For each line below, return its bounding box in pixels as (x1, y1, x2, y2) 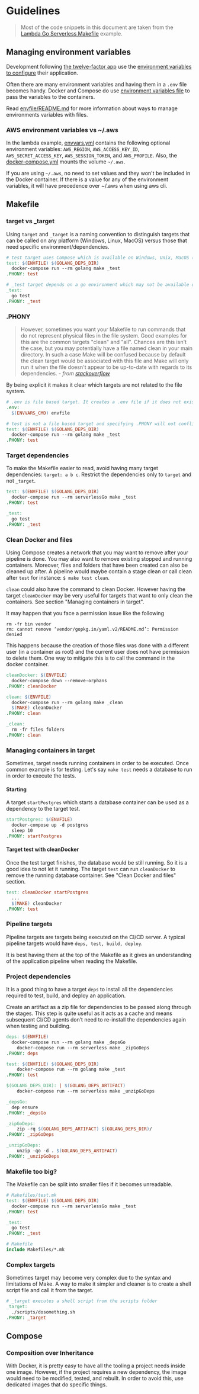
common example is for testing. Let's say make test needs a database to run (6, 766, 192, 773)
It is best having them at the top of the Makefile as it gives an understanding (6, 951, 192, 958)
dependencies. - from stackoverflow (20, 370, 111, 377)
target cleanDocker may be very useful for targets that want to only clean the (6, 592, 192, 599)
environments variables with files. (6, 111, 88, 118)
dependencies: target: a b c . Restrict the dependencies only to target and (6, 471, 191, 478)
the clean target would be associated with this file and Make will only (20, 357, 189, 365)
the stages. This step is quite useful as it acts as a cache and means (6, 1010, 173, 1017)
